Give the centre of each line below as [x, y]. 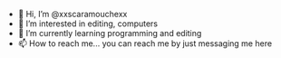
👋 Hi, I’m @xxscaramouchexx [73, 14]
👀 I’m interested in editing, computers [88, 24]
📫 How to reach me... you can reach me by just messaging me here [145, 43]
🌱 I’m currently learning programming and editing [110, 33]
